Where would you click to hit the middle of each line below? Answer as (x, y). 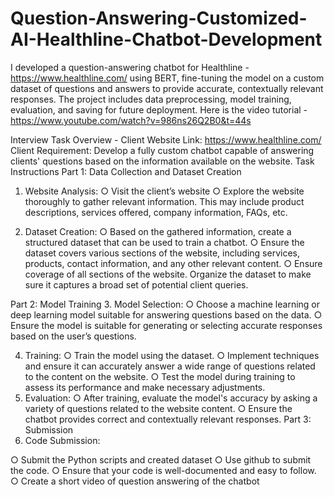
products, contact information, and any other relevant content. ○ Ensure (173, 263)
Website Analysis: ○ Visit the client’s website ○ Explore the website (164, 191)
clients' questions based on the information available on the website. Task (162, 161)
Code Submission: (62, 440)
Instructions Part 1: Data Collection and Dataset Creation (126, 171)
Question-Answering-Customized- (159, 18)
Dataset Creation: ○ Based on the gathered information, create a (158, 231)
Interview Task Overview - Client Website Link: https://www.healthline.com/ (166, 139)
